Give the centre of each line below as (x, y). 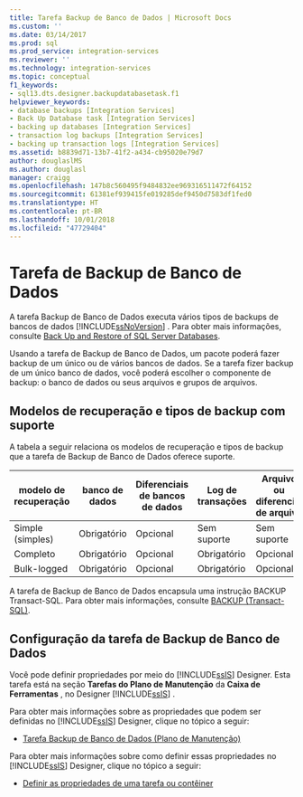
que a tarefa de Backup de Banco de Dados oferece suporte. (122, 457)
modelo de (42, 490)
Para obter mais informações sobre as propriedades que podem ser (135, 712)
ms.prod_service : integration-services (84, 52)
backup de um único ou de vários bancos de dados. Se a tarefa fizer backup (151, 364)
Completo (35, 555)
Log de (222, 490)
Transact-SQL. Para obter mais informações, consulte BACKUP (126, 601)
